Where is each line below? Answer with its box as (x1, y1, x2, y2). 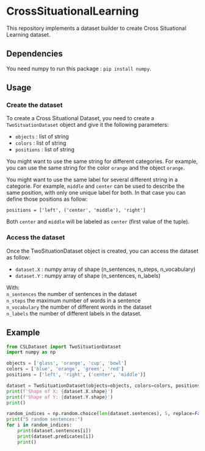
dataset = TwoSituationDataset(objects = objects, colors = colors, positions (6, 383, 201, 389)
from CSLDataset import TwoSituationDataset (6, 344, 121, 350)
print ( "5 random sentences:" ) (6, 416, 84, 422)
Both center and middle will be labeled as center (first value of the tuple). (6, 218, 190, 225)
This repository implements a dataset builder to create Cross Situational (6, 24, 187, 32)
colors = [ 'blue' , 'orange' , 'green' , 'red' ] (6, 366, 124, 372)
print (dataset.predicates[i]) (17, 433, 95, 439)
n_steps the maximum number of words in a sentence (6, 297, 141, 304)
